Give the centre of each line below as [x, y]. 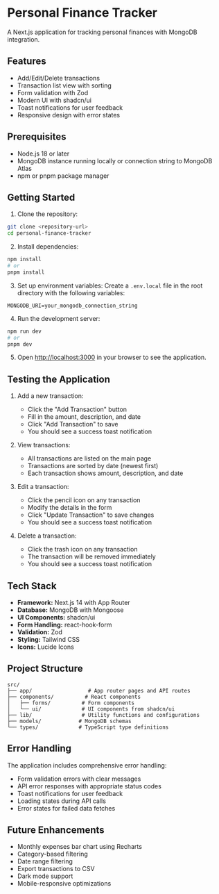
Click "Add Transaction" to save [73, 424]
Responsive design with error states [69, 115]
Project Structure [45, 669]
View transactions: [44, 445]
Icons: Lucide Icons [45, 647]
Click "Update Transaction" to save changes [91, 515]
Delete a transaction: [47, 536]
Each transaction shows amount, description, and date [105, 473]
